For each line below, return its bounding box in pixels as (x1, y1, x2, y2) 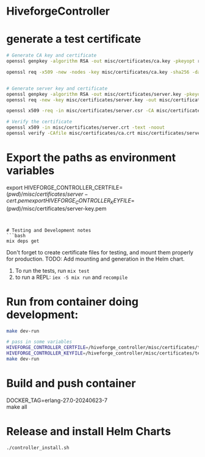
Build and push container (6, 376, 136, 390)
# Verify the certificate (6, 119, 72, 125)
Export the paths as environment (6, 151, 176, 165)
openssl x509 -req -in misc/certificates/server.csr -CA (6, 108, 154, 114)
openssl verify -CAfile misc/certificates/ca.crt (6, 130, 135, 136)
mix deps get (6, 238, 40, 244)
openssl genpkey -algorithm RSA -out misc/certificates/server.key (6, 91, 182, 97)
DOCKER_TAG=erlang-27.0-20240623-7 (6, 397, 108, 404)
